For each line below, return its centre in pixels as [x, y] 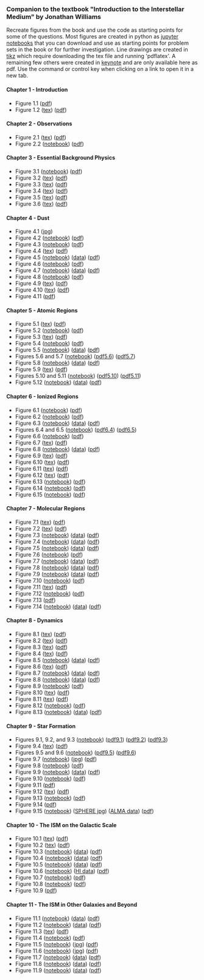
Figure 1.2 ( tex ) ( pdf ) [41, 109]
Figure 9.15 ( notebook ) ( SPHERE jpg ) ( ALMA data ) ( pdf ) [84, 811]
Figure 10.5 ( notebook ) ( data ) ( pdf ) [58, 864]
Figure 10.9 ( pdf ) [36, 891]
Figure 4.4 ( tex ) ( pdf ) [41, 251]
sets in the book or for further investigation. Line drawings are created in [97, 50]
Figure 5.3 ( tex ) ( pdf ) [41, 337]
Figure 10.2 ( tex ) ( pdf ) [42, 845]
